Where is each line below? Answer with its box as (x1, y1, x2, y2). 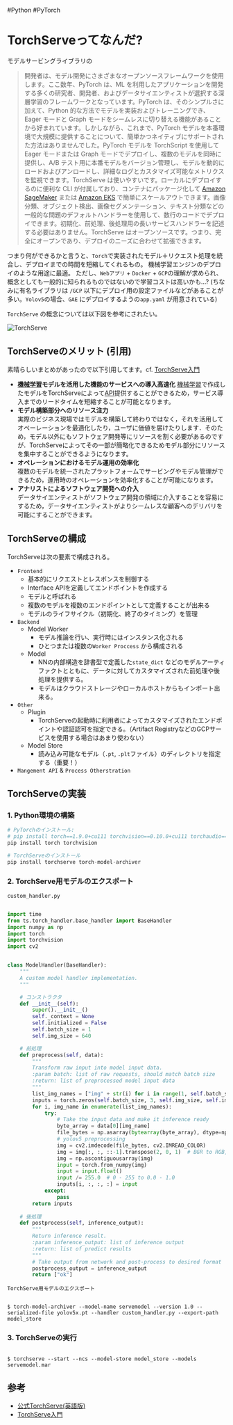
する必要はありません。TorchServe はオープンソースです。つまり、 (24, 227, 216, 236)
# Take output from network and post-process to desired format (32, 1258, 222, 1265)
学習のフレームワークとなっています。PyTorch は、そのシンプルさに (30, 97, 225, 106)
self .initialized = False (32, 1020, 107, 1027)
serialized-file (7, 1310, 54, 1317)
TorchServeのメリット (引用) (7, 346, 132, 357)
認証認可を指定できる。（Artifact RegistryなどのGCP (62, 725, 210, 733)
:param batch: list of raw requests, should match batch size (32, 1071, 216, 1078)
